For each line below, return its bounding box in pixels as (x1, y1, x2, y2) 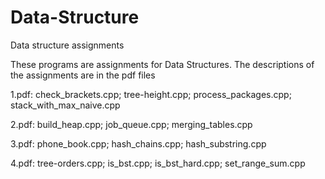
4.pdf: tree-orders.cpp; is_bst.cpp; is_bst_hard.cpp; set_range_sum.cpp (10, 157, 306, 169)
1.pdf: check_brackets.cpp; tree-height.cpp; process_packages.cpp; (10, 88, 292, 100)
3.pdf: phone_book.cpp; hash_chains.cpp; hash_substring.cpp (10, 137, 267, 150)
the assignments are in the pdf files (10, 69, 156, 81)
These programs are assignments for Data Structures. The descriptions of (10, 58, 315, 70)
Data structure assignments (10, 39, 125, 51)
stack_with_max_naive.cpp (10, 99, 121, 111)
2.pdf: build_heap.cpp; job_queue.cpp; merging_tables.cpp (10, 118, 253, 130)
